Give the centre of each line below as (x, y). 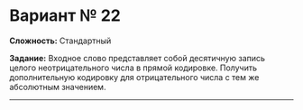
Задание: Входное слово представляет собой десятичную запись (138, 58)
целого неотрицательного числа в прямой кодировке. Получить (133, 68)
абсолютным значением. (58, 87)
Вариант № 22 (65, 16)
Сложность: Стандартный (60, 41)
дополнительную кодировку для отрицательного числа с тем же (134, 77)
